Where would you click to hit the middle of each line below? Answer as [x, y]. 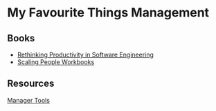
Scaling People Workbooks [56, 62]
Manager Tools [29, 100]
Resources [31, 84]
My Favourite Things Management [108, 13]
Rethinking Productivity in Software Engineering [85, 54]
